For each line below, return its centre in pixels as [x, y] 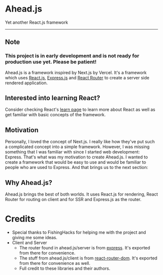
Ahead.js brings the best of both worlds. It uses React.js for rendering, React [81, 194]
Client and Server [30, 243]
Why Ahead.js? [29, 183]
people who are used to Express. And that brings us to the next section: [77, 168]
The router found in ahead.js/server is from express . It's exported [85, 248]
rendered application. [26, 83]
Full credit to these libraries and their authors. [65, 268]
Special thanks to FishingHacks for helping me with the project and [79, 232]
